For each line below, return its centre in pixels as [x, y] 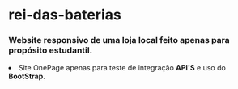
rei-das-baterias [65, 15]
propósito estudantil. [51, 50]
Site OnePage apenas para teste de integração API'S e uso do [123, 68]
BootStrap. [27, 76]
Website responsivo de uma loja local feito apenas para [119, 40]
